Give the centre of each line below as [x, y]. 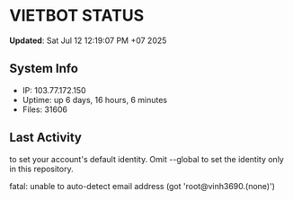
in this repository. [41, 169]
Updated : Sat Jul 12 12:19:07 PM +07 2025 [88, 40]
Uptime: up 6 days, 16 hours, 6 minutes [95, 100]
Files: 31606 [44, 109]
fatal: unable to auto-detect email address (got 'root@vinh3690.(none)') [142, 186]
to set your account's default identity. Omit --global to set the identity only [147, 159]
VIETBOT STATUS [77, 16]
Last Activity [46, 138]
